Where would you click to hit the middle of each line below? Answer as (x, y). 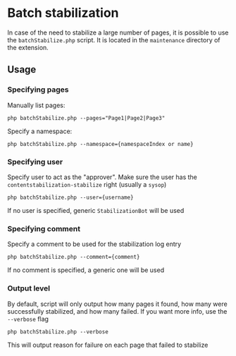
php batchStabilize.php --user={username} (70, 197)
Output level (29, 288)
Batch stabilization (63, 13)
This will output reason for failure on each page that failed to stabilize (108, 345)
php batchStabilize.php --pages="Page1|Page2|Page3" (86, 118)
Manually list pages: (36, 105)
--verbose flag (28, 319)
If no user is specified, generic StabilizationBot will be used (96, 210)
